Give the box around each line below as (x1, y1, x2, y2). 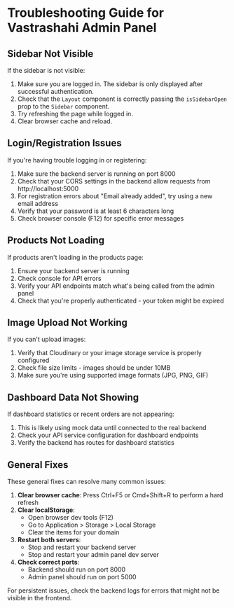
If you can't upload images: (7, 335, 86, 344)
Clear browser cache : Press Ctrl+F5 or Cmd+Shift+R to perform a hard (17, 491, 223, 499)
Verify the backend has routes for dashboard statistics (17, 438, 175, 447)
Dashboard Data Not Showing (7, 391, 139, 403)
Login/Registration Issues (7, 137, 122, 149)
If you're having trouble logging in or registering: (7, 156, 147, 164)
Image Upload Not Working (7, 317, 128, 329)
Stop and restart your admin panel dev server (27, 551, 160, 559)
